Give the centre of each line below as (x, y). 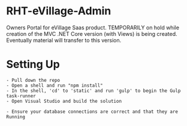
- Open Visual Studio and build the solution (64, 101)
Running (16, 117)
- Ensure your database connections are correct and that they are (92, 112)
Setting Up (33, 64)
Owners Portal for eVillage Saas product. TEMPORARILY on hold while (93, 27)
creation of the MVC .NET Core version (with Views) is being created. (92, 33)
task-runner (21, 96)
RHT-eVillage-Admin (59, 11)
